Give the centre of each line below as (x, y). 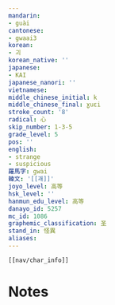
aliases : (23, 239)
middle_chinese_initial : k (53, 97)
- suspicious (30, 164)
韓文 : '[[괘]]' (31, 179)
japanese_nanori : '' (42, 82)
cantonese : (26, 30)
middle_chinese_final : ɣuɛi (55, 105)
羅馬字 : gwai (28, 172)
